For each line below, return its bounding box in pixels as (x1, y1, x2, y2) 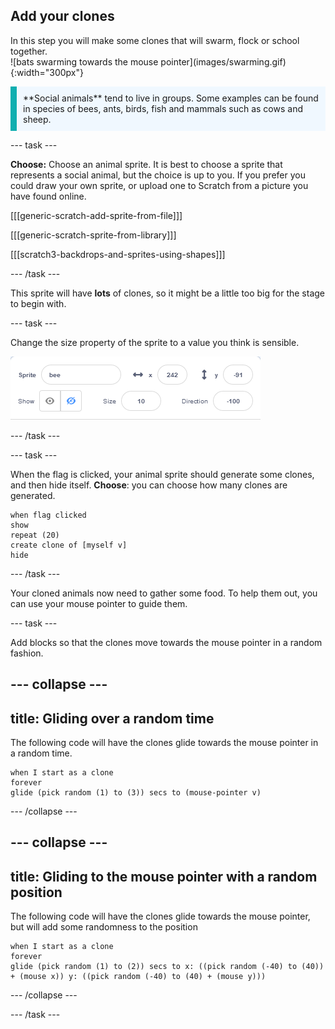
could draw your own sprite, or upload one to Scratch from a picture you (10, 179, 309, 191)
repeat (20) (10, 530, 60, 540)
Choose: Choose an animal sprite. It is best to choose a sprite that (10, 158, 283, 170)
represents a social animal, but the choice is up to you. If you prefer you (10, 169, 307, 181)
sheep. (23, 113, 52, 125)
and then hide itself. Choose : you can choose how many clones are (10, 479, 288, 491)
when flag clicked (10, 510, 87, 520)
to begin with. (10, 297, 67, 309)
